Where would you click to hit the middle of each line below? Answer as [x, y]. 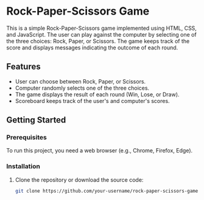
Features [23, 67]
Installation [23, 166]
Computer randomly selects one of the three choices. [82, 88]
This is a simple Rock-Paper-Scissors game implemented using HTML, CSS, [101, 28]
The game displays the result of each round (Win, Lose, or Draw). [97, 94]
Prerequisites [26, 137]
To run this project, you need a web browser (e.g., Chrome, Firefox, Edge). [100, 151]
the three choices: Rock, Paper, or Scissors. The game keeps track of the [98, 41]
